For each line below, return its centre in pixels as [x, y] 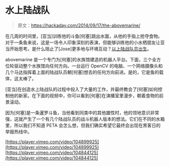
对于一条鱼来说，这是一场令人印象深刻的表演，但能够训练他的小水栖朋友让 [83, 42]
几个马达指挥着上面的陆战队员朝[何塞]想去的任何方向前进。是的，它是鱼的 [82, 72]
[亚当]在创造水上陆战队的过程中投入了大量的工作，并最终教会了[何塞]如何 [82, 89]
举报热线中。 [18, 132]
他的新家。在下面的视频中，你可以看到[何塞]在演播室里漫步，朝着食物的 [84, 95]
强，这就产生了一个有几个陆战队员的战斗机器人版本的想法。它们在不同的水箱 [85, 119]
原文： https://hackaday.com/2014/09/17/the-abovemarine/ [79, 25]
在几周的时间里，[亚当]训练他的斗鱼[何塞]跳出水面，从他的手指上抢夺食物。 [84, 36]
